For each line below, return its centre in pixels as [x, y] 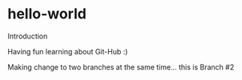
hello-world [47, 14]
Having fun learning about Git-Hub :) [68, 51]
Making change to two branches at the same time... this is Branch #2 [121, 67]
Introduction [28, 36]
